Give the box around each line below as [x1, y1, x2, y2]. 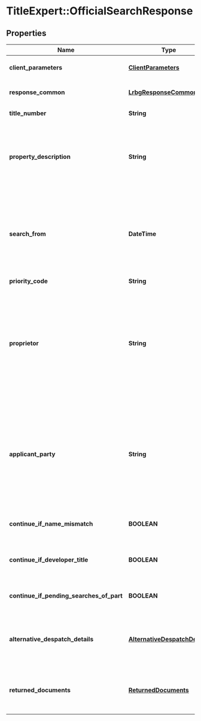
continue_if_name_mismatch [9, 520, 93, 528]
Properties [6, 28, 47, 38]
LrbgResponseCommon [128, 88, 197, 96]
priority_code [9, 277, 48, 285]
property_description [9, 153, 71, 161]
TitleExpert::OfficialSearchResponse [6, 4, 193, 18]
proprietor [9, 339, 39, 347]
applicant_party [9, 450, 56, 458]
